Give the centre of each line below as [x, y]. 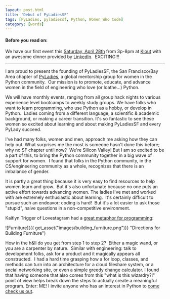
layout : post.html [25, 10]
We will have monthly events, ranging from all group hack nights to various [83, 97]
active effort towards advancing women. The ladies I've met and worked [80, 192]
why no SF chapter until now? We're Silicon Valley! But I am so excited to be [85, 150]
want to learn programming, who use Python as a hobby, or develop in [78, 108]
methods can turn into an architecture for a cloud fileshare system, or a [79, 265]
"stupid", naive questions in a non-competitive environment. [68, 208]
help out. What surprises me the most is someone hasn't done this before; [82, 145]
